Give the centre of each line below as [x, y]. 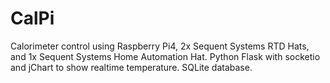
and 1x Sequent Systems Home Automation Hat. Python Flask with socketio [165, 56]
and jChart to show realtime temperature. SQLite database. [131, 67]
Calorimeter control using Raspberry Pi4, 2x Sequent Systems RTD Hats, [160, 46]
